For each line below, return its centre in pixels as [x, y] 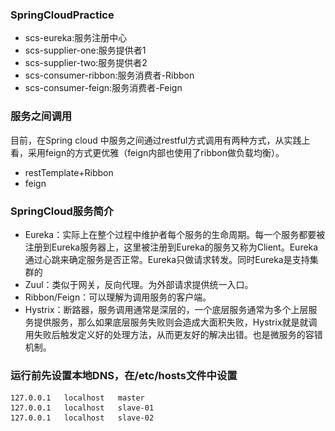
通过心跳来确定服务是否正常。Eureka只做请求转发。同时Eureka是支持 [167, 259]
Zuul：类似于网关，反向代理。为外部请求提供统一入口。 [139, 284]
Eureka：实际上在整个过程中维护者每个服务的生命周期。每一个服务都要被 [175, 234]
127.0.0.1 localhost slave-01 [82, 408]
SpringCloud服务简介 [62, 211]
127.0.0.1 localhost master [77, 398]
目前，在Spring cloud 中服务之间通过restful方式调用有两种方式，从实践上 [160, 140]
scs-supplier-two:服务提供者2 [86, 63]
